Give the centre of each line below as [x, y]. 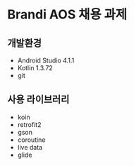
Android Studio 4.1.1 [46, 60]
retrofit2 [29, 124]
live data [30, 147]
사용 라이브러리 [38, 100]
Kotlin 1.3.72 [35, 68]
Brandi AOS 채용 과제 [67, 15]
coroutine [31, 140]
